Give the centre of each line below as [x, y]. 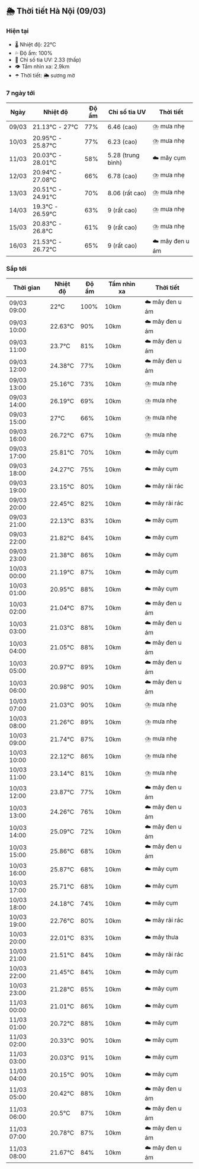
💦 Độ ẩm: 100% [33, 53]
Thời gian [26, 287]
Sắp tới [16, 268]
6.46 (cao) [123, 127]
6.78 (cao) [123, 176]
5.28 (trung [123, 155]
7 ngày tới [21, 93]
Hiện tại [17, 31]
